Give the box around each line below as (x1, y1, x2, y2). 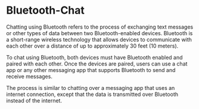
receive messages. (6, 73, 52, 80)
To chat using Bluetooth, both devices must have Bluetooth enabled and (6, 54, 183, 61)
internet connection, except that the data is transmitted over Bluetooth (6, 91, 179, 98)
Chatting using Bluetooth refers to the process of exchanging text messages (6, 23, 194, 30)
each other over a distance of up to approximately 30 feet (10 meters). (6, 42, 179, 49)
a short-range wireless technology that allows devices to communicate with (6, 36, 192, 43)
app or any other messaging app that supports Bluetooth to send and (6, 66, 176, 73)
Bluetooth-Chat (6, 4, 85, 17)
